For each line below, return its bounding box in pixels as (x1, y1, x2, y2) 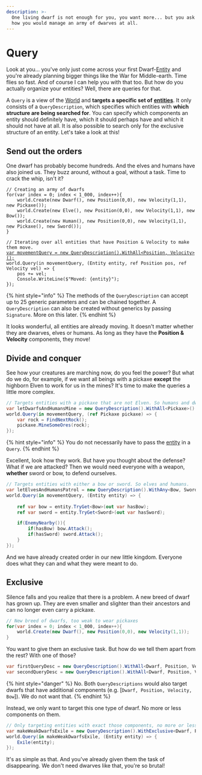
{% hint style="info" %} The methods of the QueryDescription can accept (6, 292, 188, 299)
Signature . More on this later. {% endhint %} (6, 311, 116, 319)
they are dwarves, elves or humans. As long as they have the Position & (6, 329, 185, 337)
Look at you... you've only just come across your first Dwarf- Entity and (6, 66, 182, 73)
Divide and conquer (6, 353, 82, 363)
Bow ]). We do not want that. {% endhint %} (6, 693, 111, 700)
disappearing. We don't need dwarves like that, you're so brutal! (6, 762, 165, 770)
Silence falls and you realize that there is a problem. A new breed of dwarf (6, 593, 190, 600)
